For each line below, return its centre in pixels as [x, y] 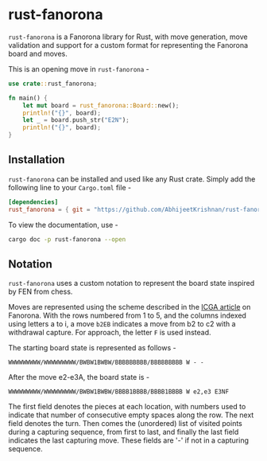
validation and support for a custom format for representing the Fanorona [128, 45]
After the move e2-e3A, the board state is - [79, 377]
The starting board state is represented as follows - [92, 348]
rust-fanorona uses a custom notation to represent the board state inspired [132, 283]
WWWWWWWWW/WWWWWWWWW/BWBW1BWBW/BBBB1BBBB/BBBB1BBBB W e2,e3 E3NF [118, 392]
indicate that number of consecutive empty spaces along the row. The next [131, 415]
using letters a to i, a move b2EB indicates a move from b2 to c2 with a [122, 324]
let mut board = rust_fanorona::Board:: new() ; [101, 105]
